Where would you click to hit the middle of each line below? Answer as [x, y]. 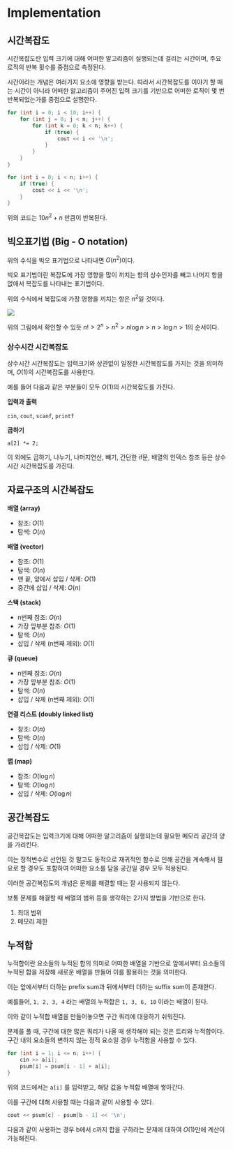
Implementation [54, 13]
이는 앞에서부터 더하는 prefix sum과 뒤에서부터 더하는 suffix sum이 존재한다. [112, 987]
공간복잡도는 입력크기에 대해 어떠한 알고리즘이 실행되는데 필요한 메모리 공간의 [113, 836]
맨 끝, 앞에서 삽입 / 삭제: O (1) [57, 579]
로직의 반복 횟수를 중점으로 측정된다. [57, 67]
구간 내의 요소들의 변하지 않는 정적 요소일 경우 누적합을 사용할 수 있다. [102, 1040]
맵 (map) [20, 761]
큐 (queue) [23, 658]
